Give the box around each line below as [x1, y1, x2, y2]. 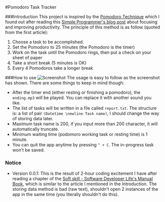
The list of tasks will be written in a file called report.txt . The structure [12, 105, 157, 111]
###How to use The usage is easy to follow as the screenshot [5, 75, 160, 80]
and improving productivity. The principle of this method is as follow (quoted [5, 24, 160, 30]
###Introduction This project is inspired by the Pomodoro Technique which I [5, 14, 160, 19]
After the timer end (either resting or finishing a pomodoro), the [12, 90, 141, 95]
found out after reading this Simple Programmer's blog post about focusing [5, 19, 158, 25]
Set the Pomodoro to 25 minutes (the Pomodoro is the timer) [12, 44, 135, 50]
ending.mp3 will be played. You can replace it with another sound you [12, 95, 152, 101]
